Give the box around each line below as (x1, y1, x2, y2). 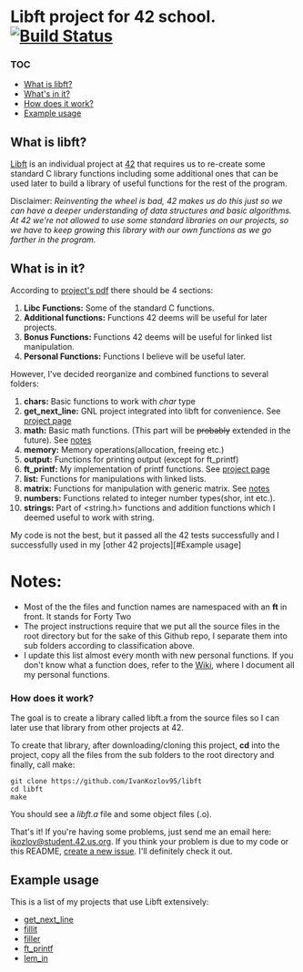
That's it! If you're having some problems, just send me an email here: (10, 826, 272, 837)
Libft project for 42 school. (10, 6, 217, 27)
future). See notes (23, 435, 92, 445)
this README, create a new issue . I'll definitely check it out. (10, 845, 233, 857)
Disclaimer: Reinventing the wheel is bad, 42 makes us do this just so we (10, 196, 283, 207)
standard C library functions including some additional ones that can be (10, 169, 278, 179)
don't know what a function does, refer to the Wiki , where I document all (23, 660, 295, 670)
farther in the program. (10, 234, 96, 245)
